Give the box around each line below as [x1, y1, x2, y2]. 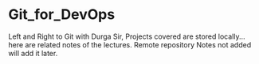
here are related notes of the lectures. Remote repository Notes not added [8, 40, 252, 49]
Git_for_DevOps [8, 6, 116, 24]
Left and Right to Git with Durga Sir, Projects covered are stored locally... [8, 32, 245, 41]
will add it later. [8, 48, 58, 58]
